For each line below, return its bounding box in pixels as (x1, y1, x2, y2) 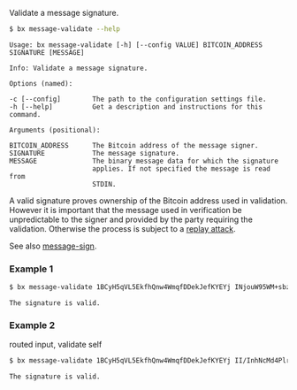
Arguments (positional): (9, 126, 101, 134)
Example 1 (9, 263, 54, 275)
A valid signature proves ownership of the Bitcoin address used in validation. (9, 195, 288, 206)
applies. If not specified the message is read (92, 164, 271, 173)
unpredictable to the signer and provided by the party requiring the (9, 214, 254, 225)
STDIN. (92, 180, 117, 188)
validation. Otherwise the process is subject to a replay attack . (9, 223, 236, 233)
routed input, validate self (9, 340, 103, 350)
